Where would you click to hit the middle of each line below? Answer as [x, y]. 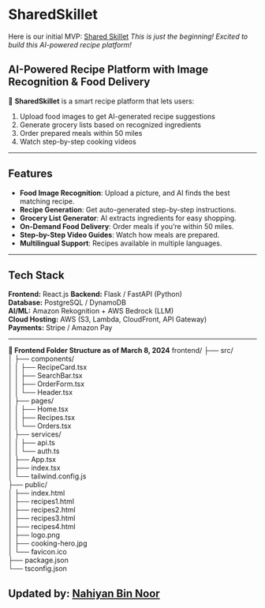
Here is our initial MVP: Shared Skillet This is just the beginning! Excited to [128, 36]
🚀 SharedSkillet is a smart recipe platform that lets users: [101, 101]
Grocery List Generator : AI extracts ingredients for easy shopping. [128, 218]
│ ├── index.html [37, 493]
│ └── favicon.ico [37, 552]
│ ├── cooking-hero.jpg [48, 543]
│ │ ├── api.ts [32, 443]
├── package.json [39, 560]
